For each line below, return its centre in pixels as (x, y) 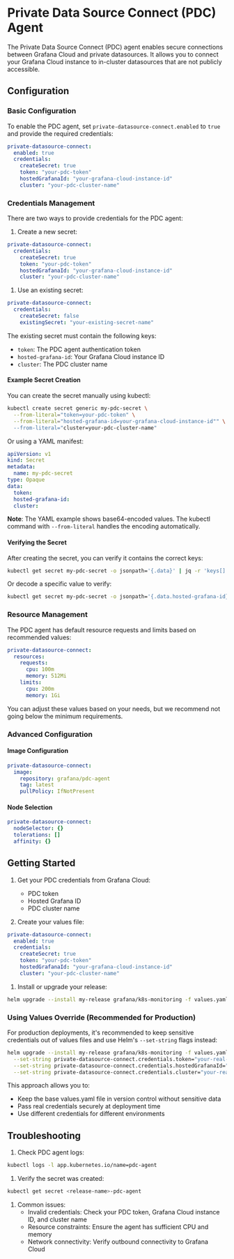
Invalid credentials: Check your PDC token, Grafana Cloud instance (124, 1212)
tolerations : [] (37, 835)
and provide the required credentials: (60, 133)
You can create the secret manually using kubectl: (79, 396)
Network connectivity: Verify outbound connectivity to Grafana (118, 1242)
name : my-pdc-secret (43, 473)
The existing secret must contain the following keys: (82, 335)
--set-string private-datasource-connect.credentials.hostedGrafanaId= (120, 1066)
